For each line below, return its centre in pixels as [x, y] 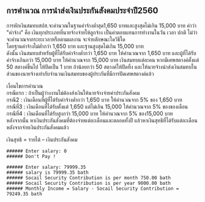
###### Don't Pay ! [31, 156]
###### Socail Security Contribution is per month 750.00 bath [89, 178]
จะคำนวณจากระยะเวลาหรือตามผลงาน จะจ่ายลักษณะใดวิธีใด [66, 39]
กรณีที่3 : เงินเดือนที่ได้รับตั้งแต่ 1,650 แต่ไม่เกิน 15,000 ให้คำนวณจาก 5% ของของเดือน [97, 107]
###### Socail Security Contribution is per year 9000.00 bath [89, 183]
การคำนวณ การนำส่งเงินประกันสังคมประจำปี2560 [82, 11]
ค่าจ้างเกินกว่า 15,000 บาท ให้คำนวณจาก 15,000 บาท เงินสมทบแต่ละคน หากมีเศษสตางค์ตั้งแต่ [103, 60]
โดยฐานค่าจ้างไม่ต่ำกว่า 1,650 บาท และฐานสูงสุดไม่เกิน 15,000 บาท [75, 46]
